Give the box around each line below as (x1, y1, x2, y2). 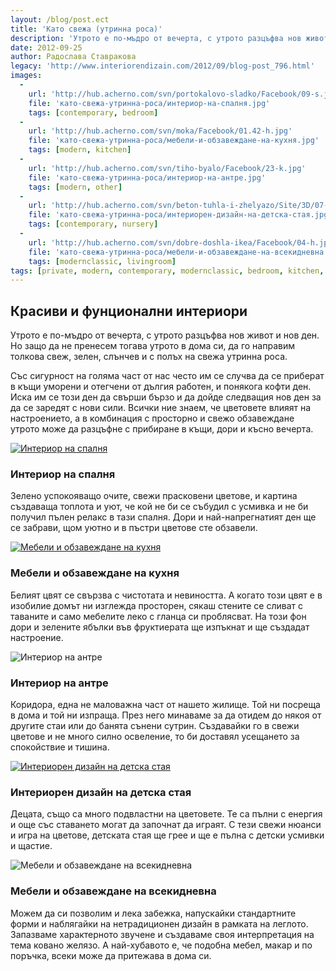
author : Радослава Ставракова (10, 52, 137, 62)
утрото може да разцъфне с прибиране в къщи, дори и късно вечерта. (10, 423, 314, 435)
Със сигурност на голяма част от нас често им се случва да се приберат (10, 370, 325, 382)
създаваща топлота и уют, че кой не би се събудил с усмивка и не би (10, 501, 309, 513)
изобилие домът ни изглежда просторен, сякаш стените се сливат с (10, 599, 304, 611)
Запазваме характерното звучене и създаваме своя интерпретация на (10, 928, 315, 940)
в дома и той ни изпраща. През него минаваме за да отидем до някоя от (10, 709, 322, 721)
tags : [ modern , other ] (28, 182, 123, 192)
